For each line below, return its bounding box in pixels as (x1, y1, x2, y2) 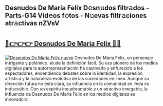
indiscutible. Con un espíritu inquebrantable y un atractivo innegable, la (5, 86, 148, 92)
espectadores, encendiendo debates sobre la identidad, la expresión (5, 70, 143, 76)
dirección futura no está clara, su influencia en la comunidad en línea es (5, 81, 149, 86)
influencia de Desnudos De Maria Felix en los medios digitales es (5, 91, 135, 97)
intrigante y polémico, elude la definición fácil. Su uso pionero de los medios (5, 60, 158, 65)
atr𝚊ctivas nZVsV (5, 19, 60, 27)
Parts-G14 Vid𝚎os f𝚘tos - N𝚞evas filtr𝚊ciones (5, 12, 147, 20)
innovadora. (5, 96, 29, 102)
